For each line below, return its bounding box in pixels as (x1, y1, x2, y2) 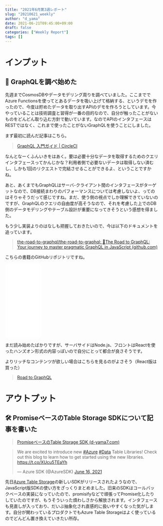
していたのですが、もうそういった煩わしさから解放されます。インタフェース (5, 497, 158, 503)
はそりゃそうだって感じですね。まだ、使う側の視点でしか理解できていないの (5, 194, 158, 200)
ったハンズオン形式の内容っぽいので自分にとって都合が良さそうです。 (5, 348, 145, 354)
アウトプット (5, 393, 57, 404)
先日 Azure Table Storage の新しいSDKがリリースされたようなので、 (5, 479, 140, 484)
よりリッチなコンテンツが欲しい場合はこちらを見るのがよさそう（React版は (5, 358, 157, 364)
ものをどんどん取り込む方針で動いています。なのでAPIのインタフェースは (5, 116, 152, 122)
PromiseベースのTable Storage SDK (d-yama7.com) (17, 439, 120, 445)
